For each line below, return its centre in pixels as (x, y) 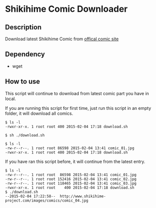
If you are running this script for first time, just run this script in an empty (78, 108)
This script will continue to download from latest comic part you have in (77, 93)
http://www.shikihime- (83, 196)
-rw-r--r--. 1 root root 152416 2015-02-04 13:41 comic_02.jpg (71, 179)
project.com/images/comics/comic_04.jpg (47, 200)
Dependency (25, 54)
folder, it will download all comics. (39, 113)
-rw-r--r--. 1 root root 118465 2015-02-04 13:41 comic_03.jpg (71, 183)
